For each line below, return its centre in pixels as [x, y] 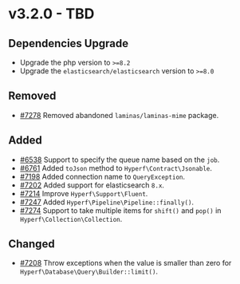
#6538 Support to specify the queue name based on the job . [120, 160]
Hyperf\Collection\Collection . [71, 219]
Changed [31, 244]
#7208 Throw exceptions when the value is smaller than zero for [126, 263]
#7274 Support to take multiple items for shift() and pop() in [120, 210]
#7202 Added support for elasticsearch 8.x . [92, 185]
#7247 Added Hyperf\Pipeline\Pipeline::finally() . [106, 202]
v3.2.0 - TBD [51, 14]
